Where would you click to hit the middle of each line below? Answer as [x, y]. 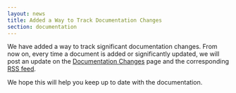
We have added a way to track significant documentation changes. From [112, 47]
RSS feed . [22, 69]
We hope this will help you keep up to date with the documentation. [105, 83]
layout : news [26, 14]
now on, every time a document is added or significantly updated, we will [113, 54]
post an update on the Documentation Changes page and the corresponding [118, 62]
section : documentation [42, 27]
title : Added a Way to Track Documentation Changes [85, 20]
